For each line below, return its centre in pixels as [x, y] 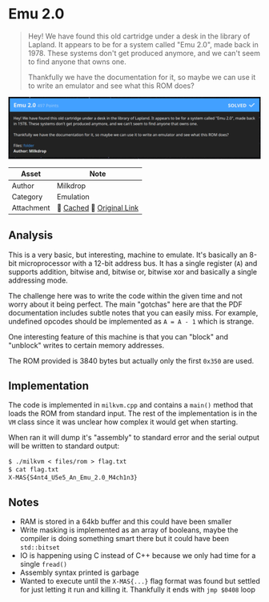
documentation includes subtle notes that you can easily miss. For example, [133, 312]
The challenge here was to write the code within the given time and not [125, 295]
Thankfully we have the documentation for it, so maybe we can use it [142, 77]
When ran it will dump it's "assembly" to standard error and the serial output [134, 438]
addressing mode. [38, 280]
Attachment [31, 208]
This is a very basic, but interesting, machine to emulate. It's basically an [128, 255]
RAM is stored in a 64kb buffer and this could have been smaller [126, 522]
